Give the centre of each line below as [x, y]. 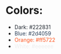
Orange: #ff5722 [35, 40]
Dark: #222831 [33, 27]
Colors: [24, 10]
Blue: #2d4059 [33, 33]
